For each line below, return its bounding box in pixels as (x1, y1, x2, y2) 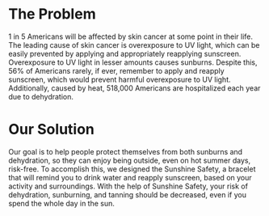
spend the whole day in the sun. (8, 198, 116, 208)
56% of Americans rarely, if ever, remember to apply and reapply (8, 66, 225, 75)
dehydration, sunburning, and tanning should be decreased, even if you (8, 189, 246, 199)
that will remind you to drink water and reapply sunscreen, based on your (8, 172, 252, 182)
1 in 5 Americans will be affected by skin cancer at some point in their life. (8, 32, 253, 41)
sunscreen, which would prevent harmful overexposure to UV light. (8, 74, 232, 84)
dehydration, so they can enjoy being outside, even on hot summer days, (8, 155, 251, 165)
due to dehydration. (8, 91, 74, 101)
